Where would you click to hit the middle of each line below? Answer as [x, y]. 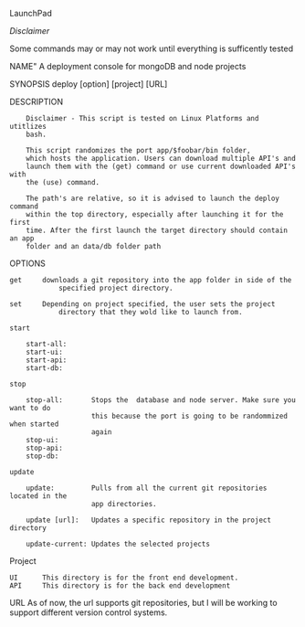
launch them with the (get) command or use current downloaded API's [161, 166]
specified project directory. [116, 288]
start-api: [47, 360]
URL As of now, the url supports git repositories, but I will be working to [143, 603]
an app [22, 239]
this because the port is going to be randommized [189, 416]
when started [34, 424]
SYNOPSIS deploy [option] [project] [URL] [89, 84]
